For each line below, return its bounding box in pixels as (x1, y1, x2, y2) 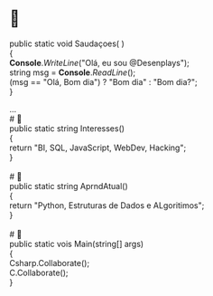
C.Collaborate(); (9, 267, 69, 278)
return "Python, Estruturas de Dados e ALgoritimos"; (9, 199, 205, 211)
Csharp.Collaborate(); (9, 257, 90, 268)
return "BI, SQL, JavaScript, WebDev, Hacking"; (9, 142, 187, 153)
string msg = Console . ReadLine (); (9, 67, 136, 78)
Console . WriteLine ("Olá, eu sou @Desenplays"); (9, 57, 190, 68)
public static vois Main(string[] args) (9, 238, 144, 249)
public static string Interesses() (9, 122, 125, 134)
